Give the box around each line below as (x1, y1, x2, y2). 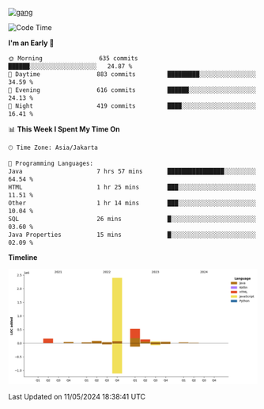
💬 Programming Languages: (8, 159, 93, 167)
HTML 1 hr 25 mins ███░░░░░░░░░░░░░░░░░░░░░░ (8, 183, 257, 191)
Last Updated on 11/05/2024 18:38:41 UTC (8, 392, 146, 402)
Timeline (8, 253, 38, 262)
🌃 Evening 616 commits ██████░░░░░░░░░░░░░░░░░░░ (8, 86, 257, 94)
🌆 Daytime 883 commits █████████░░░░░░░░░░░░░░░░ (8, 71, 257, 78)
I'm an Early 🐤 (8, 38, 55, 48)
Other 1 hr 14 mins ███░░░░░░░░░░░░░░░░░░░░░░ (8, 199, 257, 207)
